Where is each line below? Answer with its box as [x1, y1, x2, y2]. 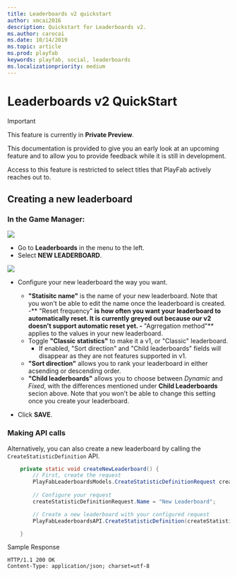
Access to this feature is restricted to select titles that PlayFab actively [7, 165, 212, 174]
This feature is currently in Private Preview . [7, 130, 134, 138]
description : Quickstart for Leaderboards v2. [7, 23, 147, 30]
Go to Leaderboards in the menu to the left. [17, 244, 145, 252]
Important [7, 117, 36, 125]
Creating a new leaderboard [7, 193, 133, 205]
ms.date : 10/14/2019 [7, 37, 68, 44]
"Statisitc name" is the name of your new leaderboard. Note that [28, 292, 218, 300]
